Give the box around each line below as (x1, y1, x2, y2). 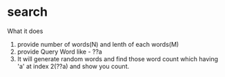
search (7, 4, 48, 20)
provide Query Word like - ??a (17, 47, 102, 56)
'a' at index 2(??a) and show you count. (17, 62, 130, 70)
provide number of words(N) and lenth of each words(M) (17, 40, 179, 48)
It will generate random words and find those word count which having (17, 54, 219, 63)
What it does (7, 27, 43, 35)
